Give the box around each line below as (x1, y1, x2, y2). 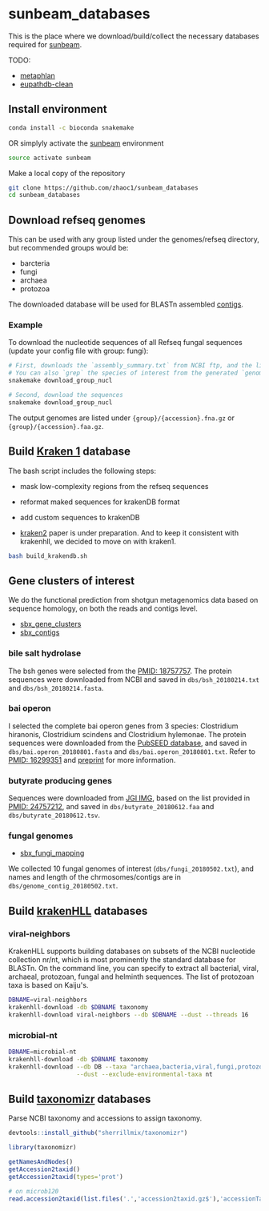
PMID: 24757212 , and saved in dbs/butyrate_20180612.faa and (8, 802, 215, 812)
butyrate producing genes (8, 775, 112, 786)
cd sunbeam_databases (8, 191, 81, 199)
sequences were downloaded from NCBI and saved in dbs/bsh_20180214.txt (8, 674, 260, 684)
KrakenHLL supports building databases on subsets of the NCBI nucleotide (8, 946, 256, 956)
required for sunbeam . (8, 39, 82, 49)
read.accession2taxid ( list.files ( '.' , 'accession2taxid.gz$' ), (8, 1194, 220, 1203)
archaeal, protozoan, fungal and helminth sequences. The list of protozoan (8, 972, 255, 981)
